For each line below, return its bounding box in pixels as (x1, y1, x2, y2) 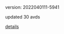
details (5, 23, 19, 29)
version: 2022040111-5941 (5, 4, 59, 10)
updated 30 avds (5, 14, 40, 19)
